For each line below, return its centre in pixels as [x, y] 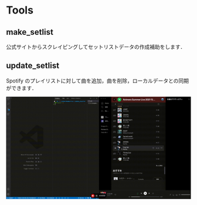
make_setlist [30, 32]
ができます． [21, 88]
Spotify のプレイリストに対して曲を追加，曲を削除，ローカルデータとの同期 [98, 81]
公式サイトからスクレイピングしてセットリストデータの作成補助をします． [96, 47]
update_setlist [33, 66]
